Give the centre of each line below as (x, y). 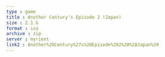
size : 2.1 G (22, 23)
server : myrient (28, 39)
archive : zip (24, 34)
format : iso (22, 28)
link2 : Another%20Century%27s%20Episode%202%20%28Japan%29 (83, 45)
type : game (21, 12)
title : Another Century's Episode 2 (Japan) (64, 17)
